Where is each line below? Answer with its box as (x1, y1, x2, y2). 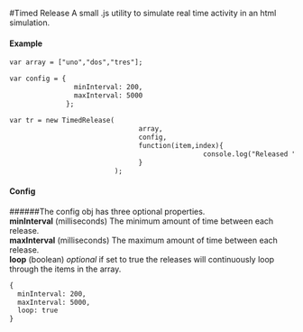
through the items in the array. (9, 263, 122, 274)
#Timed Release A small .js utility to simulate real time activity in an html (9, 8, 277, 18)
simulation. (9, 17, 50, 28)
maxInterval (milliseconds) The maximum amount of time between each (9, 235, 278, 245)
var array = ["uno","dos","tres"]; (9, 58, 143, 67)
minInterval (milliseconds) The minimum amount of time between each (9, 216, 274, 226)
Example (9, 38, 43, 49)
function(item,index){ (138, 142, 224, 151)
